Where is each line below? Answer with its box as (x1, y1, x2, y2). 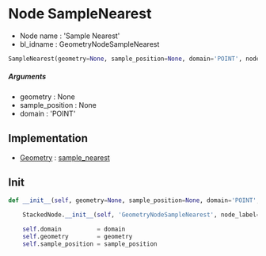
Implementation (8, 132, 89, 145)
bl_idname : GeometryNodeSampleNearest (19, 39, 160, 48)
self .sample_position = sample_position (22, 239, 158, 248)
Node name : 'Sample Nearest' (19, 31, 120, 40)
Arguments (8, 72, 47, 82)
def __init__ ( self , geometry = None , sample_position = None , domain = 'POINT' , (8, 197, 260, 204)
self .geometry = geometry (22, 233, 133, 241)
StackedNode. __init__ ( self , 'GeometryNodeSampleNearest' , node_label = (22, 211, 260, 219)
